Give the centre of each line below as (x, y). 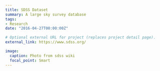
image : (12, 51)
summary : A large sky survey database (46, 14)
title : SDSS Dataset (27, 10)
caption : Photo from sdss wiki (42, 55)
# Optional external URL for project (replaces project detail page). (81, 37)
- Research (17, 24)
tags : (11, 19)
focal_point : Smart (30, 60)
